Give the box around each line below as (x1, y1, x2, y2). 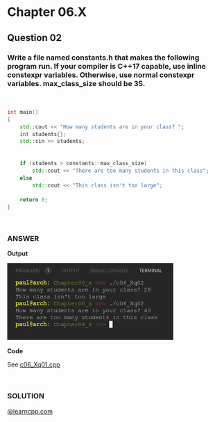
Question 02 (7, 32, 62, 44)
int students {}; (19, 130, 67, 137)
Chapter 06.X (7, 4, 87, 20)
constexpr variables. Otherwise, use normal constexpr (7, 70, 195, 80)
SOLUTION (7, 391, 45, 401)
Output (7, 249, 28, 258)
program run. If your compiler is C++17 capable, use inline (7, 61, 207, 71)
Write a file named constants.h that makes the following (7, 53, 200, 62)
